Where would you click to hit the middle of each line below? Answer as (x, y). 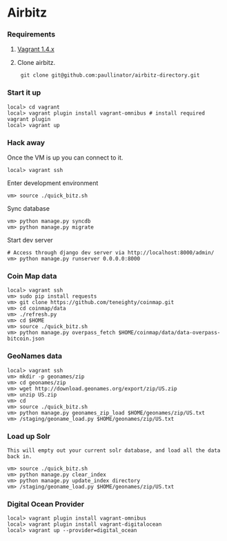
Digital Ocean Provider (46, 504)
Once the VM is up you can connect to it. (65, 158)
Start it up (24, 93)
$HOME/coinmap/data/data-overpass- (169, 333)
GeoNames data (35, 356)
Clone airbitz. (36, 63)
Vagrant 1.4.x (36, 49)
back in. (20, 456)
